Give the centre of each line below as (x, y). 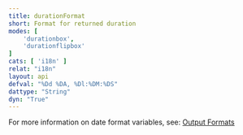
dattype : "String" (39, 91)
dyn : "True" (28, 99)
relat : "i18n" (33, 69)
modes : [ (23, 31)
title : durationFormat (47, 16)
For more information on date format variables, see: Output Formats (121, 122)
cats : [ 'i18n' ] (38, 62)
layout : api (28, 76)
